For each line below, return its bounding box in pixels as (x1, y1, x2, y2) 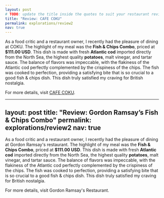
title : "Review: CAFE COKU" (5, 16, 62, 21)
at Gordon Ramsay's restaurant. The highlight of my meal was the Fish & (5, 141, 151, 147)
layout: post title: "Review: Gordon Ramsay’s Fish (5, 108, 159, 117)
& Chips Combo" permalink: (5, 116, 92, 124)
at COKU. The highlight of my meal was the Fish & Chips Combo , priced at (5, 44, 155, 50)
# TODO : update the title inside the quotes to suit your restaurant (5, 12, 150, 17)
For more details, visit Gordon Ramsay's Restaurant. (5, 187, 109, 193)
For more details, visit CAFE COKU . (5, 90, 76, 96)
